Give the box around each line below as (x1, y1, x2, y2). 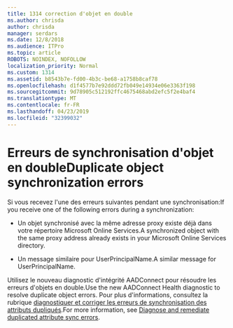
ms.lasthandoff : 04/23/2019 (7, 108, 90, 115)
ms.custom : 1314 (7, 69, 55, 76)
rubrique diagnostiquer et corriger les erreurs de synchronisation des (7, 298, 207, 306)
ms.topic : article (7, 50, 61, 57)
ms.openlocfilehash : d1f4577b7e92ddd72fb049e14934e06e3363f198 (7, 82, 196, 89)
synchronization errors (7, 175, 144, 190)
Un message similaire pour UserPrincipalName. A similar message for (17, 254, 217, 263)
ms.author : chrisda (7, 17, 64, 24)
